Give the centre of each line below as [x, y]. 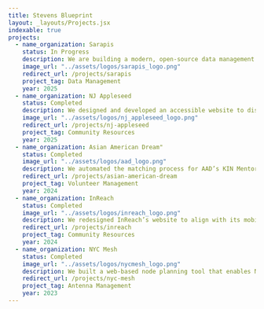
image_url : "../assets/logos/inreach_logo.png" [101, 213]
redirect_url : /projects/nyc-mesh [79, 279]
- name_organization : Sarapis [64, 45]
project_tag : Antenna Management [77, 286]
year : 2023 [40, 293]
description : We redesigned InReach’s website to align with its [132, 220]
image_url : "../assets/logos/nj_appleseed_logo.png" [110, 118]
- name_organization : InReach [64, 198]
